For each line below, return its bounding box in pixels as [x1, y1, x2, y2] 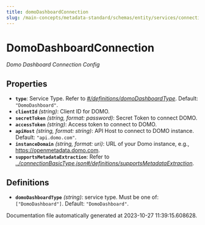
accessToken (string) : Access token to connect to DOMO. [15, 121, 157, 128]
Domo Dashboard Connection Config [6, 61, 100, 68]
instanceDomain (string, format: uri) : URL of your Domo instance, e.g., [15, 140, 190, 148]
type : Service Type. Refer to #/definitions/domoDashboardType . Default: [15, 95, 198, 102]
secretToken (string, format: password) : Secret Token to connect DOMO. [15, 114, 198, 122]
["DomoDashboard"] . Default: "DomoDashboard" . [15, 200, 129, 207]
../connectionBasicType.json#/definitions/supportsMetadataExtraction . [15, 160, 194, 167]
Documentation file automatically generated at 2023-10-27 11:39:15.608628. [6, 212, 197, 220]
